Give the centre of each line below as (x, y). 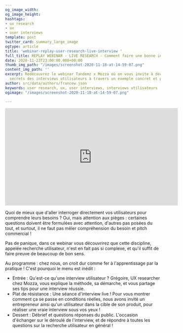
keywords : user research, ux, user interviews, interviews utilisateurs (81, 88)
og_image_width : (22, 10)
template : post (21, 38)
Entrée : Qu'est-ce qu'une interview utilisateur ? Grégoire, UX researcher (86, 278)
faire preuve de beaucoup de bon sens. (45, 254)
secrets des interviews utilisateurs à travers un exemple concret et (84, 79)
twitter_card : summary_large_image (42, 42)
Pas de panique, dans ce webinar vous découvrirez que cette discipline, (78, 243)
